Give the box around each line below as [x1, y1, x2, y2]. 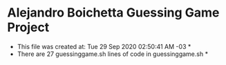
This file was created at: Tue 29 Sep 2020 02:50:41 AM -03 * [17, 42, 191, 50]
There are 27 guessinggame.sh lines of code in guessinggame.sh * [17, 50, 209, 58]
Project [7, 19, 50, 35]
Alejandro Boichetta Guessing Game [7, 5, 220, 21]
